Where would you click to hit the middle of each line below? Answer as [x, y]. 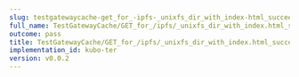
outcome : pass [36, 34]
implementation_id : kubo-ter [63, 50]
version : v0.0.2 [39, 58]
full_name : [29, 26]
